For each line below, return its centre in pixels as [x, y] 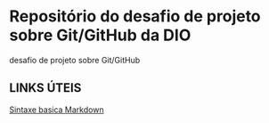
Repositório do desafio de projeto [135, 16]
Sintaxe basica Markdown [57, 110]
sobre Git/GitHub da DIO [100, 35]
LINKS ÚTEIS [45, 88]
